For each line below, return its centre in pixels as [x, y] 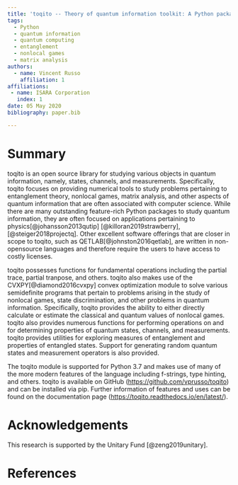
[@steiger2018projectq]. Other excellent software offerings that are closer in [119, 234]
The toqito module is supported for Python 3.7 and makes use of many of [114, 366]
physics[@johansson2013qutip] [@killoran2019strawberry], [94, 226]
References [42, 473]
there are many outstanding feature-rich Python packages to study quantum [119, 211]
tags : [15, 21]
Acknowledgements [68, 425]
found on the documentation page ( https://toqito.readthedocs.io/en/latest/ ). [118, 396]
